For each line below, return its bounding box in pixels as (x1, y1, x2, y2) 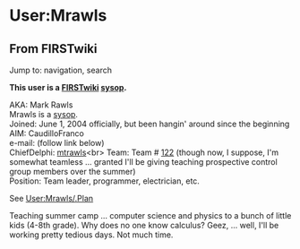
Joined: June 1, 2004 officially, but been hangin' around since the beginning (9, 118, 290, 129)
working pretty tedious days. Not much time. (9, 229, 174, 240)
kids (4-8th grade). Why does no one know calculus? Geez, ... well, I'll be (9, 220, 279, 230)
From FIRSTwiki (9, 41, 98, 56)
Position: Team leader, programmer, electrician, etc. (9, 176, 200, 186)
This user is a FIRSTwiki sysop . (9, 82, 127, 92)
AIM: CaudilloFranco (9, 128, 85, 139)
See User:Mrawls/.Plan (9, 193, 94, 203)
